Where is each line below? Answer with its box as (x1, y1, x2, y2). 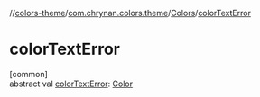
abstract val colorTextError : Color (9, 78, 134, 89)
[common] (9, 68, 48, 79)
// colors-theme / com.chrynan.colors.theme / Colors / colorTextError (9, 8, 251, 18)
